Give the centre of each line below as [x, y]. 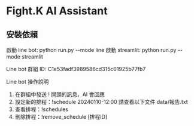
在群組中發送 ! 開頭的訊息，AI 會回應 [60, 94]
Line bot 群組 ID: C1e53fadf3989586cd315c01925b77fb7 [76, 69]
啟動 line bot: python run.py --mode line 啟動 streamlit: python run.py [91, 50]
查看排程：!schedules [42, 109]
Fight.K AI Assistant [57, 11]
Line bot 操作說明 [28, 82]
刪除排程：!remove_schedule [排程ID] [61, 117]
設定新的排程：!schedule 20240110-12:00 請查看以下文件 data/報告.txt [101, 102]
